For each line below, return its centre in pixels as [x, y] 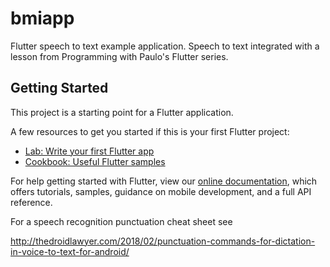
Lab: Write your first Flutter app [89, 151]
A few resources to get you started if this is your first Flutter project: [150, 131]
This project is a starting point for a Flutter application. [122, 112]
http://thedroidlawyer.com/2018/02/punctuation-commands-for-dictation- [163, 241]
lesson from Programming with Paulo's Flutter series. [119, 56]
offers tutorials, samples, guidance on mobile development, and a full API [161, 191]
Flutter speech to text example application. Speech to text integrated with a [165, 46]
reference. [31, 202]
